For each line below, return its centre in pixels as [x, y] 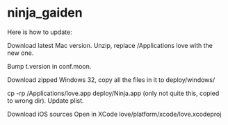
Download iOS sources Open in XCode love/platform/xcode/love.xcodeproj [114, 114]
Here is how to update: [40, 32]
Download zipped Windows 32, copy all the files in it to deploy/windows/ [111, 80]
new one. [21, 53]
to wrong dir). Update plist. [46, 100]
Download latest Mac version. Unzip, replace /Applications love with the [110, 45]
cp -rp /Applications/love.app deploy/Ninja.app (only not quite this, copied [113, 93]
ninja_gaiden [45, 13]
